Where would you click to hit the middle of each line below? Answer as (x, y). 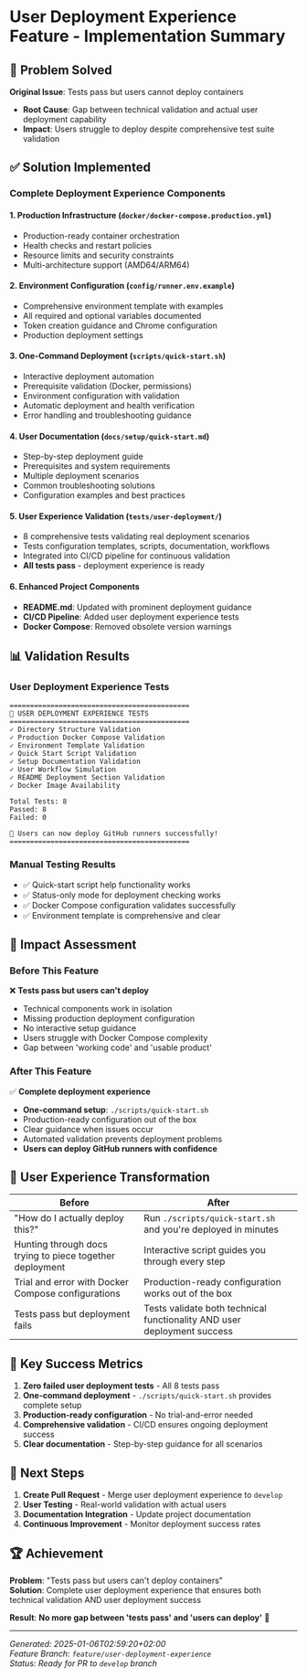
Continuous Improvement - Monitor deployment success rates (142, 1524)
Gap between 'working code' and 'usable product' (117, 1047)
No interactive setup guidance (79, 1028)
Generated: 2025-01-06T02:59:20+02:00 (88, 1643)
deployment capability (64, 119)
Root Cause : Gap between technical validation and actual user (140, 110)
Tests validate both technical (205, 1309)
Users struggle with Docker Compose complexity (115, 1038)
